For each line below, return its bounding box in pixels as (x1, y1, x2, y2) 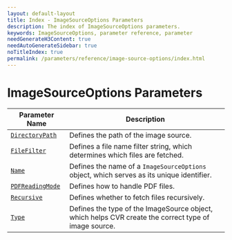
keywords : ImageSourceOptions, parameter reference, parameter (7, 29, 193, 37)
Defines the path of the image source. (68, 130, 192, 140)
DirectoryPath (10, 131, 57, 139)
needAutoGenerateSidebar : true (7, 42, 97, 49)
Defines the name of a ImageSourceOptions (68, 161, 206, 171)
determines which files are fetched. (68, 150, 184, 160)
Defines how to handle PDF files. (68, 181, 175, 191)
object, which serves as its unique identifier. (68, 170, 212, 180)
